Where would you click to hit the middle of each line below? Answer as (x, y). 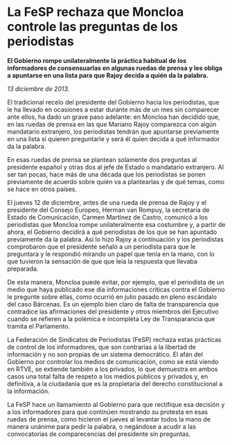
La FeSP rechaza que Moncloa (96, 12)
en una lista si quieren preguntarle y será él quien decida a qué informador (114, 138)
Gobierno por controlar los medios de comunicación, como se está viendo (113, 361)
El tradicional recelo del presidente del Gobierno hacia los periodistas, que (113, 102)
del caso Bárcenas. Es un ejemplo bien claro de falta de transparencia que (113, 304)
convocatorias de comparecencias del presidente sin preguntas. (99, 434)
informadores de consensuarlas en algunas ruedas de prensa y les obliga (115, 68)
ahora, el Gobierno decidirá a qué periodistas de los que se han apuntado (112, 232)
